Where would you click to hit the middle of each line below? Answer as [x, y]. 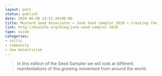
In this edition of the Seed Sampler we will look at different [75, 63]
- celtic [14, 41]
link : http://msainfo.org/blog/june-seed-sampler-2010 [62, 27]
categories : [17, 37]
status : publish [21, 14]
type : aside [17, 32]
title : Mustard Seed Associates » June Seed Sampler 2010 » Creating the [81, 23]
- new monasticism [24, 50]
